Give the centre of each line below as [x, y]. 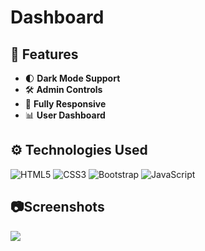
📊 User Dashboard [65, 115]
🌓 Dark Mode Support [72, 78]
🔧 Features [44, 54]
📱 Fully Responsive [65, 104]
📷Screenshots [57, 207]
